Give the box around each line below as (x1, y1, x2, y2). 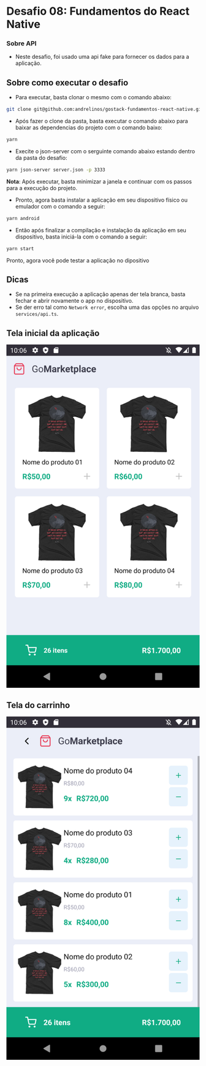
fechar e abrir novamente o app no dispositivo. (15, 297, 134, 305)
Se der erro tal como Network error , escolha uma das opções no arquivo (15, 303, 199, 311)
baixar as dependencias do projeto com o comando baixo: (15, 124, 162, 131)
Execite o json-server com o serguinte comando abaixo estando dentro (15, 148, 195, 155)
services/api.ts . (15, 310, 59, 318)
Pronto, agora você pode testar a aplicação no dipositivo (6, 256, 150, 264)
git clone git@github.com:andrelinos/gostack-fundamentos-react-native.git (6, 106, 204, 113)
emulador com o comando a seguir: (15, 202, 105, 210)
